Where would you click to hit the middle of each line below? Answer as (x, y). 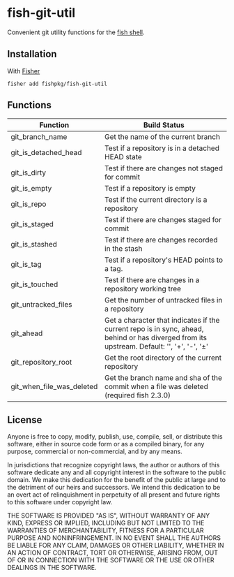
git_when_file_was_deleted (54, 386)
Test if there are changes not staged (163, 168)
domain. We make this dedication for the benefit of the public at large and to (117, 480)
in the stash (123, 248)
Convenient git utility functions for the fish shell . (76, 32)
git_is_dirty (29, 173)
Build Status (164, 125)
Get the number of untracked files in (163, 300)
